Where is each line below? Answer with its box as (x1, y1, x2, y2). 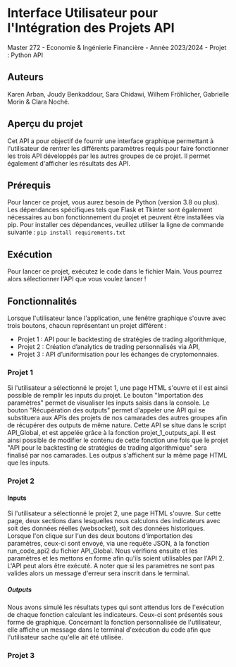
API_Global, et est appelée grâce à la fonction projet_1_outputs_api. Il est (7, 429, 216, 437)
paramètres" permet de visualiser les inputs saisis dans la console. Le (7, 398, 210, 407)
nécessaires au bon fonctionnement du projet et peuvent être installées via (7, 213, 225, 221)
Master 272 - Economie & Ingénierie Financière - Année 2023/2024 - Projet (7, 43, 227, 51)
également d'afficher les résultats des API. (7, 159, 130, 167)
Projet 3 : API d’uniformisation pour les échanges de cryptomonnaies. (17, 350, 220, 358)
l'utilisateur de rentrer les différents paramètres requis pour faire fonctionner (7, 144, 229, 152)
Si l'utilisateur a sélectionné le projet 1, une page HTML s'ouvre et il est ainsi (7, 384, 228, 392)
